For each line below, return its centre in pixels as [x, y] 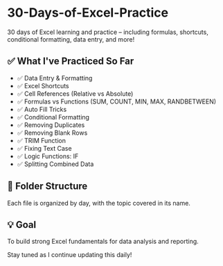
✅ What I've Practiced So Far [71, 61]
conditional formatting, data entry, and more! [71, 39]
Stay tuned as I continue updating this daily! [70, 255]
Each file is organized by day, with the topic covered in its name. [99, 203]
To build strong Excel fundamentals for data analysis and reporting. [103, 242]
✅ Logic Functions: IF [48, 156]
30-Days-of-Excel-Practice [88, 13]
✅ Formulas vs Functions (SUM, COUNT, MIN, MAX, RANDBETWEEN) [117, 101]
